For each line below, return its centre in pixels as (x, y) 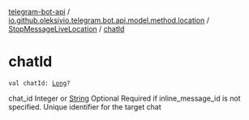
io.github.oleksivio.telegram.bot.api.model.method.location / (109, 20)
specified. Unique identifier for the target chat (85, 107)
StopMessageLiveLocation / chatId (67, 29)
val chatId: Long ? (39, 83)
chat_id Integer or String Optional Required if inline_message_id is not (124, 98)
